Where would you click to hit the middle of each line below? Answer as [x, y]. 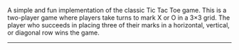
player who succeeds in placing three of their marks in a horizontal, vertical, [118, 25]
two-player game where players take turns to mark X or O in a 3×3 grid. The [119, 18]
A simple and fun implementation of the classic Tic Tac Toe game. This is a [117, 10]
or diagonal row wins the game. [53, 32]
